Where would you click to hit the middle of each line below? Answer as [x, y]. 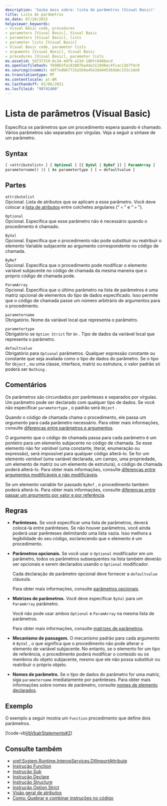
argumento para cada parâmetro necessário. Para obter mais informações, [82, 422]
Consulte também [34, 749]
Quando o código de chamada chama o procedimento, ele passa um [76, 417]
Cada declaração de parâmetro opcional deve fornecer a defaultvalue [85, 574]
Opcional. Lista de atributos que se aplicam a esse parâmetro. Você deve [80, 202]
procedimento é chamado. [32, 226]
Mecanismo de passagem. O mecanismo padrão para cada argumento [86, 638]
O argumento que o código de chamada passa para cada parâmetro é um [81, 437]
